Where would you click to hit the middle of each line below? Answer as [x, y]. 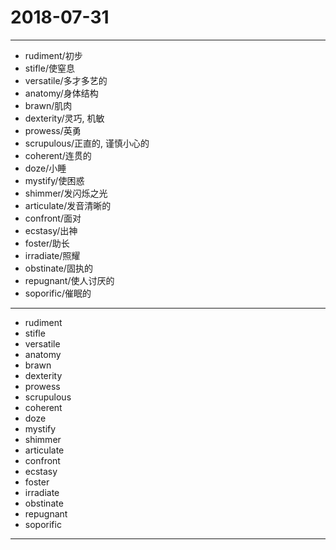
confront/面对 [53, 218]
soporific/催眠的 [58, 293]
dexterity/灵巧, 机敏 [64, 118]
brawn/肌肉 [48, 105]
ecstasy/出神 [51, 230]
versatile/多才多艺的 [66, 80]
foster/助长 [47, 243]
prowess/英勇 [53, 130]
